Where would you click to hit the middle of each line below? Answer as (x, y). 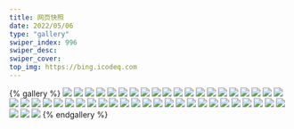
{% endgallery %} (75, 114)
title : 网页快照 (37, 17)
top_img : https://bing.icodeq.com (73, 68)
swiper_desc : (33, 51)
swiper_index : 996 (43, 42)
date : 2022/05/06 (41, 26)
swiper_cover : (36, 59)
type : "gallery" (39, 34)
